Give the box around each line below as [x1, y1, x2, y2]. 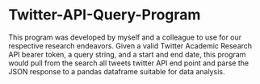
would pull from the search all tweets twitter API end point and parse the [8, 58, 249, 68]
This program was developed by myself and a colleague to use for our [8, 32, 242, 42]
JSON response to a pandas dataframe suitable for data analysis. [8, 66, 225, 76]
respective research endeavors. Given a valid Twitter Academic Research [8, 40, 253, 50]
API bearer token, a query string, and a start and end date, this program [8, 49, 246, 59]
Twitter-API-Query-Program [8, 6, 201, 24]
